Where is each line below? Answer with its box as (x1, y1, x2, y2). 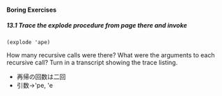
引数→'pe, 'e (16, 81, 54, 90)
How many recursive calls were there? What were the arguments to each (6, 51, 215, 59)
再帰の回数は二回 (16, 73, 66, 81)
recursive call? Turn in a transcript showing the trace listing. (6, 59, 178, 67)
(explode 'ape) (6, 39, 51, 46)
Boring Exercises (6, 6, 57, 14)
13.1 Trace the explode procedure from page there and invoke (6, 21, 187, 30)
